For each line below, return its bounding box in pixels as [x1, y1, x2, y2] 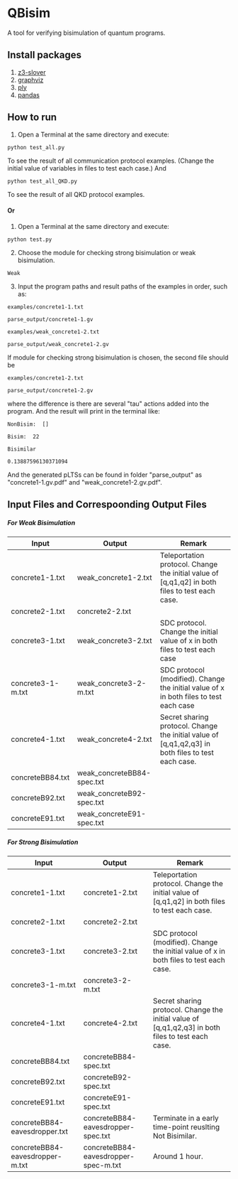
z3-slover [17, 68, 46, 76]
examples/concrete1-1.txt [7, 303, 84, 311]
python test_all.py [7, 144, 65, 151]
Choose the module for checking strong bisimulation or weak [17, 248, 196, 257]
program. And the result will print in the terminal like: [7, 407, 161, 415]
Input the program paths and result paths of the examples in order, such [17, 282, 228, 291]
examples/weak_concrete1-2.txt [7, 328, 100, 335]
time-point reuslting [152, 1122, 220, 1132]
